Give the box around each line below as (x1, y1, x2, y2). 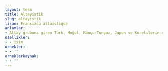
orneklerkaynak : (5, 53, 39, 59)
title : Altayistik (5, 12, 43, 17)
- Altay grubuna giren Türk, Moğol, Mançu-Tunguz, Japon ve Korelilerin (5, 30, 160, 35)
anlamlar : (5, 26, 26, 31)
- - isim (5, 40, 23, 45)
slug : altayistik (5, 16, 41, 21)
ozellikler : (5, 35, 30, 40)
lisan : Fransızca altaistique (5, 21, 68, 26)
